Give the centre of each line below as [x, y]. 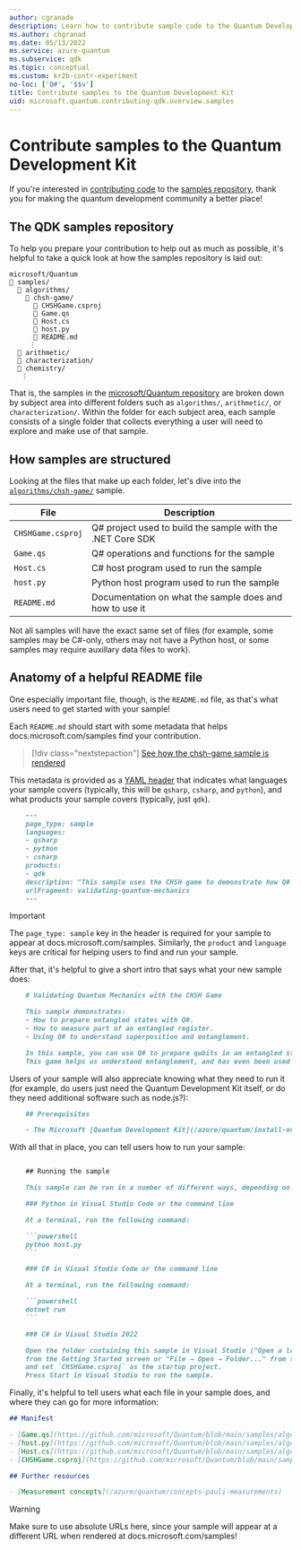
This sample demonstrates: [76, 1012]
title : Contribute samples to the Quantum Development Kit [122, 92]
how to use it [118, 608]
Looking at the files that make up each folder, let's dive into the [125, 481]
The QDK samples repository [92, 226]
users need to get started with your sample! [90, 708]
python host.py [54, 1244]
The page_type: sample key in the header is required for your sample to [140, 933]
